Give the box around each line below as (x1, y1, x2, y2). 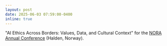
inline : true (5, 16, 32, 21)
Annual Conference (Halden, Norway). (5, 35, 84, 41)
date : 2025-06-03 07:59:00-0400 (5, 12, 72, 17)
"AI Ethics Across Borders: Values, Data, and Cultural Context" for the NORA (5, 30, 162, 36)
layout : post (5, 7, 32, 12)
